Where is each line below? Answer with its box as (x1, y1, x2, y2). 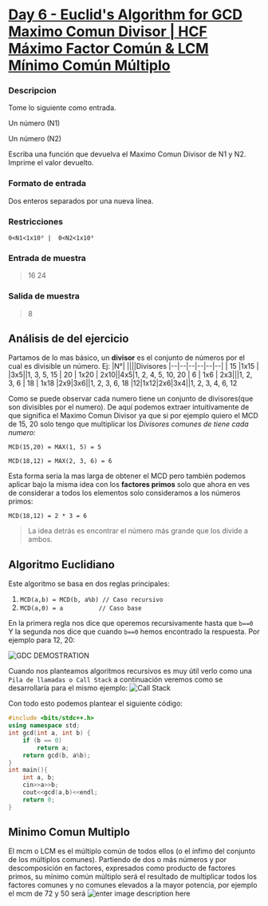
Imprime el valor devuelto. (8, 158, 94, 168)
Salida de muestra (8, 291, 80, 302)
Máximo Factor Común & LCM (8, 40, 209, 57)
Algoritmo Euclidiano (8, 557, 116, 572)
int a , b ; (22, 773, 56, 781)
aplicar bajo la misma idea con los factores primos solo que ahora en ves (8, 480, 250, 489)
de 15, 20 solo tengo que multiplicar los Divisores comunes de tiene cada (8, 419, 249, 429)
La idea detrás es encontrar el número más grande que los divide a (27, 526, 249, 536)
